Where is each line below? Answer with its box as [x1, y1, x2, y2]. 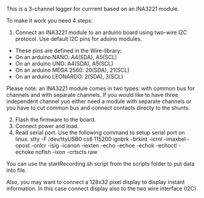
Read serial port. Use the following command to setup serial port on [15, 129, 185, 136]
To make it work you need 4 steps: [6, 17, 93, 24]
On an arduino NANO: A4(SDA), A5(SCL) [15, 54, 118, 60]
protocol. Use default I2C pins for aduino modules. [15, 35, 142, 42]
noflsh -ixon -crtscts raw [35, 149, 97, 155]
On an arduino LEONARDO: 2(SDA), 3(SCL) [15, 73, 124, 80]
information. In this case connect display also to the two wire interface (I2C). [6, 185, 198, 192]
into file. [6, 167, 27, 174]
